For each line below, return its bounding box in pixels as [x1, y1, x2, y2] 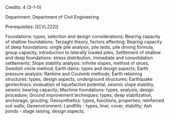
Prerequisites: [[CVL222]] [5, 24, 59, 30]
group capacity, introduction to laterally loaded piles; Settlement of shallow [5, 50, 161, 55]
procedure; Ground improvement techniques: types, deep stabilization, [5, 92, 152, 98]
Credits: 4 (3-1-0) [5, 5, 42, 10]
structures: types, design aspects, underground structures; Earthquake [5, 76, 153, 82]
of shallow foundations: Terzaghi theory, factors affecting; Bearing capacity [5, 39, 162, 45]
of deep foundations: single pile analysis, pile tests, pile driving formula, [5, 44, 154, 50]
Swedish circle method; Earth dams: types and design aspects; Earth [5, 65, 149, 71]
